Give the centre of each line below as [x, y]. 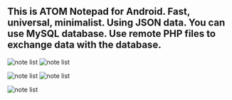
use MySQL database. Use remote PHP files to [111, 34]
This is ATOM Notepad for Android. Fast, [99, 12]
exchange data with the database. [84, 45]
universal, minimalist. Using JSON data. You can [116, 23]
